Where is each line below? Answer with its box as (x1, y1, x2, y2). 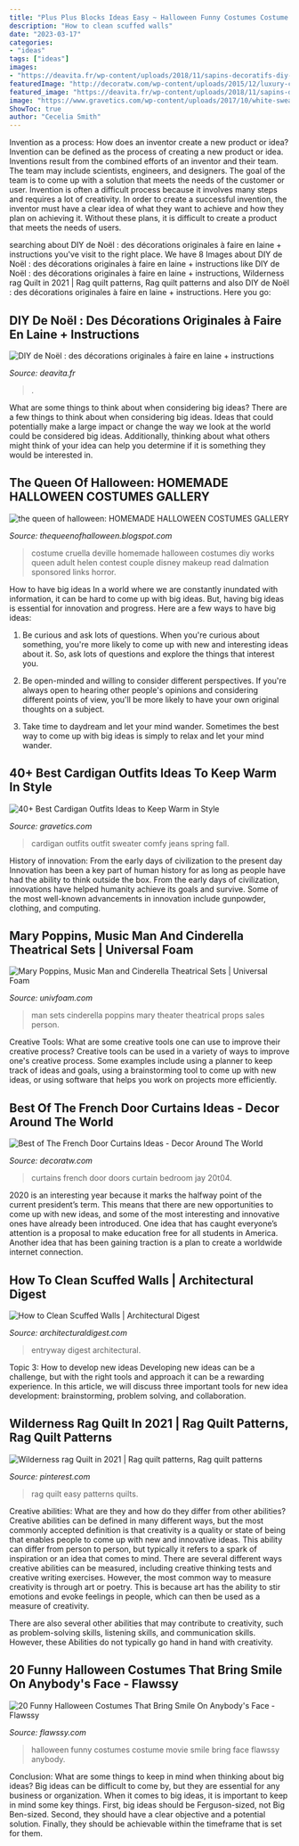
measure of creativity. (9, 1600, 90, 1611)
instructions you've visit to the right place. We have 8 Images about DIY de (9, 249, 283, 260)
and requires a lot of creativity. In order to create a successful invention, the (9, 194, 287, 205)
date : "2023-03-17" (9, 29, 82, 38)
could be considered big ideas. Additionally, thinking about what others (9, 430, 271, 441)
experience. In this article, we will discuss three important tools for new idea (9, 1381, 288, 1391)
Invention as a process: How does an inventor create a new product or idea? (9, 137, 289, 148)
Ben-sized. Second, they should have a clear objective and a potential (9, 1809, 266, 1819)
